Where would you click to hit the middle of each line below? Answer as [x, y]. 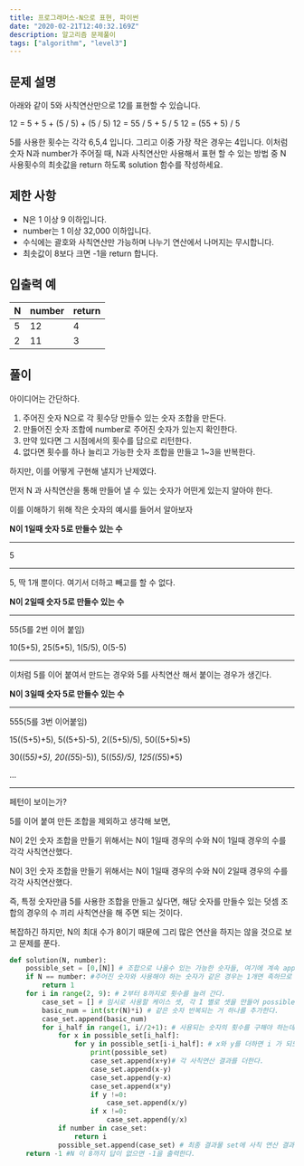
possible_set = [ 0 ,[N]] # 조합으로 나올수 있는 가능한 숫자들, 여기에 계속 [152, 969]
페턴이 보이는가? [38, 801]
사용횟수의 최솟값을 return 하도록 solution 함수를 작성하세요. [116, 165]
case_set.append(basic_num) [95, 1019]
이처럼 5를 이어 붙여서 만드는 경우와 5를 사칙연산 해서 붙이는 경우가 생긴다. [141, 674]
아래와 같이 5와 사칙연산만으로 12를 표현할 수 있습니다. [105, 106]
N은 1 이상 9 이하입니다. [64, 219]
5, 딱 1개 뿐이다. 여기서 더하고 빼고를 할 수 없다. [93, 582]
